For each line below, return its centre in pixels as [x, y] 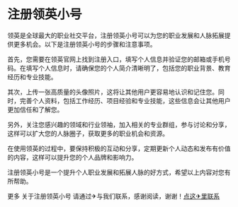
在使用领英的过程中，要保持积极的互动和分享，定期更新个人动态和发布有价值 [119, 148]
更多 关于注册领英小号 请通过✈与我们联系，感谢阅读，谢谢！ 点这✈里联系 [114, 196]
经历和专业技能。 [32, 77]
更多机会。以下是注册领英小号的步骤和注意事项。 [85, 44]
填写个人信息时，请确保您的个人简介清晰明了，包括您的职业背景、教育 [128, 68]
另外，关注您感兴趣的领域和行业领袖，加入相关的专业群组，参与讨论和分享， [119, 124]
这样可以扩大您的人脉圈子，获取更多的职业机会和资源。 [88, 133]
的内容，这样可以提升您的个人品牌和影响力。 [73, 157]
